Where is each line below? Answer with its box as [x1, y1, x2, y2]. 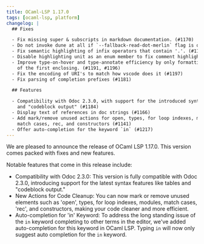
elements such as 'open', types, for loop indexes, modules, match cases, [15, 198, 197, 206]
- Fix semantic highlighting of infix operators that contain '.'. [12, 48, 186, 55]
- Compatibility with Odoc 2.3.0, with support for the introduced [12, 98, 186, 104]
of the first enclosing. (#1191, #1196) [17, 65, 121, 71]
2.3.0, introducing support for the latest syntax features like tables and [15, 180, 191, 187]
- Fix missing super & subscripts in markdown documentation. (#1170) [12, 37, 194, 43]
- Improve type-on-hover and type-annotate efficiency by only [12, 59, 175, 66]
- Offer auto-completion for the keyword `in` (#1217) [12, 126, 154, 132]
